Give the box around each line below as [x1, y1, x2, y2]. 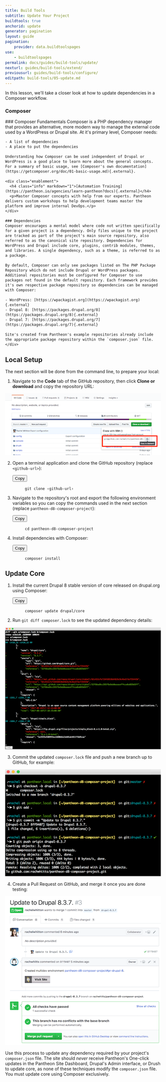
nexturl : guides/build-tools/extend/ [5, 65, 83, 70]
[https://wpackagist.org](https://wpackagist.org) [34, 298, 140, 303]
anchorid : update [5, 24, 41, 29]
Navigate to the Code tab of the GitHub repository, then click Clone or [12, 378, 155, 384]
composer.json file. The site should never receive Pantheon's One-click [5, 1055, 149, 1061]
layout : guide [5, 34, 35, 39]
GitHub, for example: [12, 759, 55, 765]
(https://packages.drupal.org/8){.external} [5, 312, 98, 317]
